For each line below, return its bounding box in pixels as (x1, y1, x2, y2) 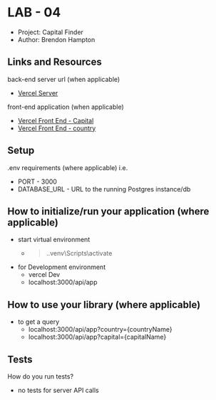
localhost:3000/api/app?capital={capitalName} (28, 332, 167, 342)
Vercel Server (17, 88, 58, 97)
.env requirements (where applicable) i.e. (7, 163, 128, 172)
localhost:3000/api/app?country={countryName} (28, 325, 173, 334)
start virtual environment (17, 236, 91, 244)
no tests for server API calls (17, 386, 100, 394)
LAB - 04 (7, 4, 61, 21)
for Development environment (17, 263, 106, 271)
